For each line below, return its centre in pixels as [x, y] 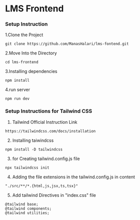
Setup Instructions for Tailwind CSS [49, 111]
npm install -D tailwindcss [34, 149]
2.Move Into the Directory [31, 53]
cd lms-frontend [22, 62]
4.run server [18, 90]
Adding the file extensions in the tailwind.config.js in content [74, 177]
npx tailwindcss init [27, 167]
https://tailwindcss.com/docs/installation [51, 131]
